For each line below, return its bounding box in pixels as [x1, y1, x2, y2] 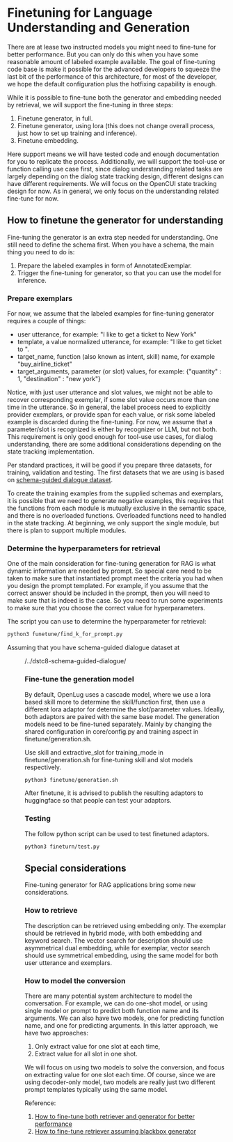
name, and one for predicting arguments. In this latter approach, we [24, 1021, 218, 1029]
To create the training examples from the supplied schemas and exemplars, [7, 489, 223, 497]
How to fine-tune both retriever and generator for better [34, 1112, 195, 1120]
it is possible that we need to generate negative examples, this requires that [7, 497, 224, 505]
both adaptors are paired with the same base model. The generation [24, 712, 220, 720]
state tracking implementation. [7, 447, 95, 456]
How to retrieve [24, 906, 78, 916]
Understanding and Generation [7, 20, 190, 36]
